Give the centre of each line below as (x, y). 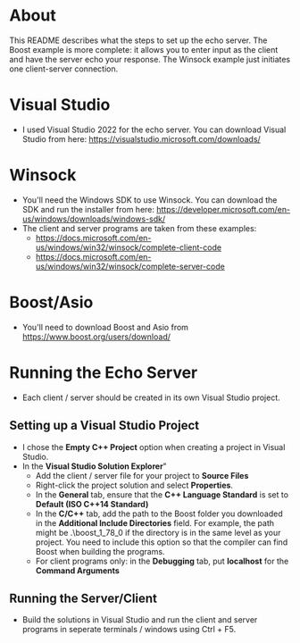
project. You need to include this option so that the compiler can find (162, 542)
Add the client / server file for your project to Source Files (142, 475)
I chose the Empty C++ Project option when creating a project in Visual (154, 447)
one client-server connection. (64, 69)
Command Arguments (78, 570)
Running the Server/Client (83, 598)
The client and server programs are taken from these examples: (139, 228)
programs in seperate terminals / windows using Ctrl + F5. (129, 630)
